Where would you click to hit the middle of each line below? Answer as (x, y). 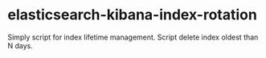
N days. (20, 45)
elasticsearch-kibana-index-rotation (133, 15)
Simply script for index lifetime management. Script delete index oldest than (133, 37)
